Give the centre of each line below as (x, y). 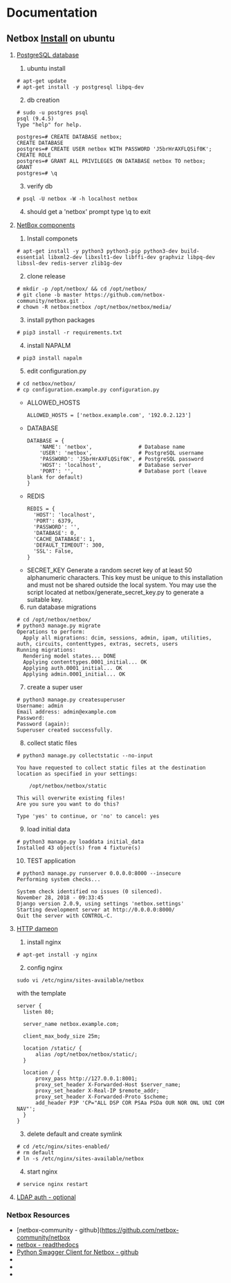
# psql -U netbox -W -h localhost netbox (77, 199)
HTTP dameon (37, 929)
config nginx (45, 967)
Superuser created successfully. (65, 730)
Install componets (52, 238)
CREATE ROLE (34, 155)
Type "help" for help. (49, 125)
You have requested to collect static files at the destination (111, 768)
